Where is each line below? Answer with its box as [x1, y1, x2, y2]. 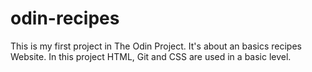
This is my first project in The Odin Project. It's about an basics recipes [10, 40, 302, 52]
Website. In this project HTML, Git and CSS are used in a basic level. [10, 50, 292, 62]
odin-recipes [10, 7, 120, 30]
